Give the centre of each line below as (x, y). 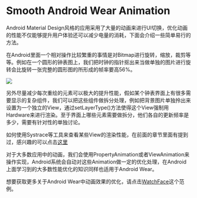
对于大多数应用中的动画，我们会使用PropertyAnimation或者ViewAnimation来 (98, 154)
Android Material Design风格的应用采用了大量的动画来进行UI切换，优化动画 (97, 28)
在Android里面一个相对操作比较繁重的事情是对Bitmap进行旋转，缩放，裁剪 (96, 54)
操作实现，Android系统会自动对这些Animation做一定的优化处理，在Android (96, 162)
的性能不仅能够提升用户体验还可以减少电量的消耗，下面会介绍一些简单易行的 (98, 35)
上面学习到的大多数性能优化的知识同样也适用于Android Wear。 (82, 169)
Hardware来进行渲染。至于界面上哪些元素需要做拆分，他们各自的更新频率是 (98, 115)
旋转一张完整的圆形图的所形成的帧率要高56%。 (79, 69)
